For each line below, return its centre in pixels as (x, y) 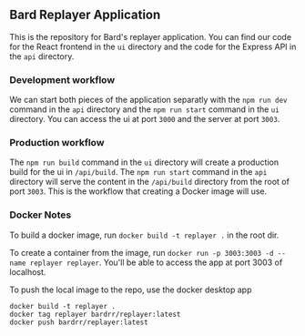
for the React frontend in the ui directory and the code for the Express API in (153, 46)
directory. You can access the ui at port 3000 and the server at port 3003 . (145, 119)
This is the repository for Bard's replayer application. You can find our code (151, 36)
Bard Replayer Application (85, 15)
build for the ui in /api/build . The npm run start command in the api (138, 172)
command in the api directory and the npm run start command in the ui (144, 109)
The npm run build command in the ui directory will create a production (144, 162)
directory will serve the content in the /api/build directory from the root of (149, 182)
